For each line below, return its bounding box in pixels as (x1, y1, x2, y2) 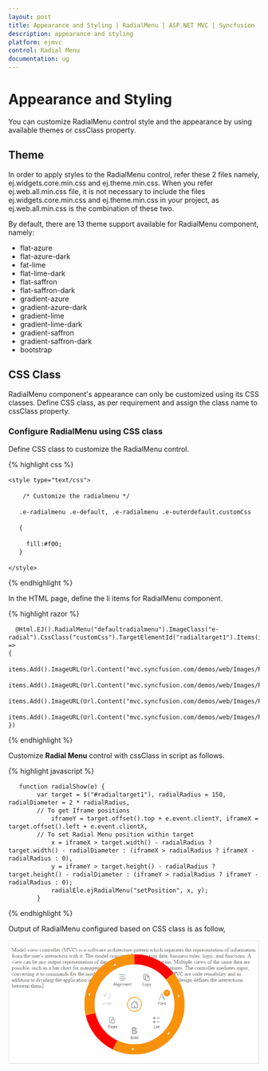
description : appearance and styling (8, 30, 134, 38)
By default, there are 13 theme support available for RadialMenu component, (8, 219, 259, 228)
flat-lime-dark (19, 268, 66, 278)
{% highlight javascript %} (8, 766, 95, 775)
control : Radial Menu (8, 46, 81, 55)
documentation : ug (8, 55, 69, 63)
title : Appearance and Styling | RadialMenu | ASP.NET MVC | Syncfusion (8, 21, 255, 30)
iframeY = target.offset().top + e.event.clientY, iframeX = (50, 815, 259, 823)
